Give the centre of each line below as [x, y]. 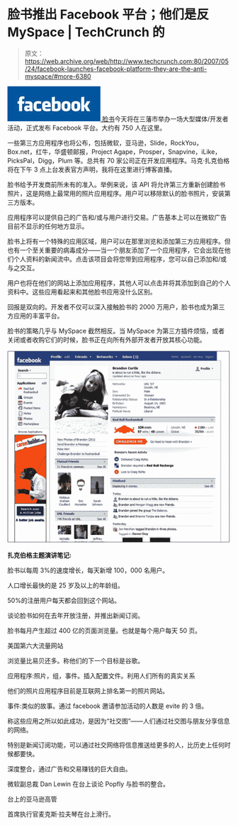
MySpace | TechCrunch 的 [86, 32]
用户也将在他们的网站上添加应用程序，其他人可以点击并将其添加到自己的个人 [119, 283]
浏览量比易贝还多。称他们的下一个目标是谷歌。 [75, 660]
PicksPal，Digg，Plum [40, 160]
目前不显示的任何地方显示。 [48, 226]
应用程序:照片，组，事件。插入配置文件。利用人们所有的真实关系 [102, 675]
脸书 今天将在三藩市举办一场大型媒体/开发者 [165, 118]
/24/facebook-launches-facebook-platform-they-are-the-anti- [116, 69]
